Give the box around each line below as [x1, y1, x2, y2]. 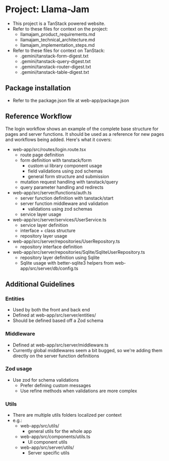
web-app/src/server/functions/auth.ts [12, 189, 92, 195]
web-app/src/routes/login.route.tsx [12, 146, 86, 152]
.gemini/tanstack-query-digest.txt [20, 58, 91, 64]
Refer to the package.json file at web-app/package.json [12, 97, 129, 103]
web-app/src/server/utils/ [20, 444, 75, 451]
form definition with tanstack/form [20, 157, 92, 163]
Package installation [5, 84, 71, 93]
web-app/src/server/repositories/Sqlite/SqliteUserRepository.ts [12, 249, 146, 255]
